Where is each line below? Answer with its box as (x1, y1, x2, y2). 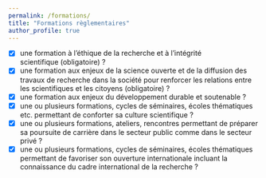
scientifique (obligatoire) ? (19, 57, 106, 67)
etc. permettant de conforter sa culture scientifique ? (19, 109, 194, 120)
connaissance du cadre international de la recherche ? (19, 161, 199, 172)
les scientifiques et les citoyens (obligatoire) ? (19, 83, 170, 93)
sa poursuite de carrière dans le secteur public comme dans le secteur (19, 127, 252, 136)
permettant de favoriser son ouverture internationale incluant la (19, 153, 229, 163)
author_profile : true (8, 26, 80, 34)
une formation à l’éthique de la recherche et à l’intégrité (19, 49, 201, 58)
